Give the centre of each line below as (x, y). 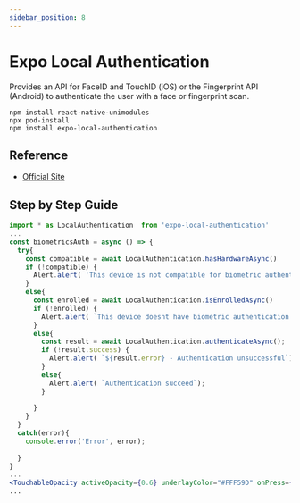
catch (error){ (43, 433)
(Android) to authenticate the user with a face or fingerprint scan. (129, 96)
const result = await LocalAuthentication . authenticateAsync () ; (163, 342)
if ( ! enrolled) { (65, 308)
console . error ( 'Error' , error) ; (85, 441)
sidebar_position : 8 (48, 17)
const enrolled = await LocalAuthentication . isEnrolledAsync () (153, 300)
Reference (39, 155)
